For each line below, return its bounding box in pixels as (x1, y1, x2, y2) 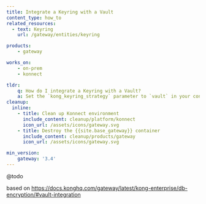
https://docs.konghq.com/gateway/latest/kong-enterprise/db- (31, 184, 188, 192)
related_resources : (6, 20, 56, 26)
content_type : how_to (6, 15, 62, 21)
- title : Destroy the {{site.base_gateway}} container (17, 127, 161, 134)
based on (6, 184, 31, 192)
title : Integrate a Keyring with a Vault (6, 9, 114, 15)
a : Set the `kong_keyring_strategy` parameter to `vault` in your (17, 93, 191, 100)
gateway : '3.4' (17, 156, 56, 162)
